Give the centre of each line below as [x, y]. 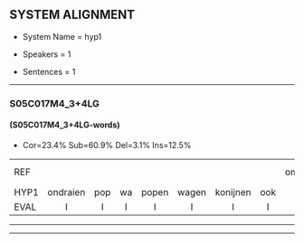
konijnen [233, 192]
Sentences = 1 [49, 71]
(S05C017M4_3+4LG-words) [65, 125]
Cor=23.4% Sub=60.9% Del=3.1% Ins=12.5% [107, 145]
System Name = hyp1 [62, 36]
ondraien [66, 192]
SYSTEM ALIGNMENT [72, 15]
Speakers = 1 [47, 54]
